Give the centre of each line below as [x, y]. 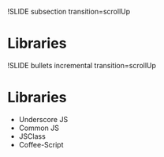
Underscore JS [43, 119]
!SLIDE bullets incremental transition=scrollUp [82, 65]
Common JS [39, 128]
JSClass [32, 136]
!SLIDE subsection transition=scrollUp [69, 11]
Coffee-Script [41, 144]
